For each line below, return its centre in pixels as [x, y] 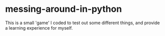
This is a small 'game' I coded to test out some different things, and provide [82, 23]
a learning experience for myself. [39, 28]
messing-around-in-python [64, 9]
